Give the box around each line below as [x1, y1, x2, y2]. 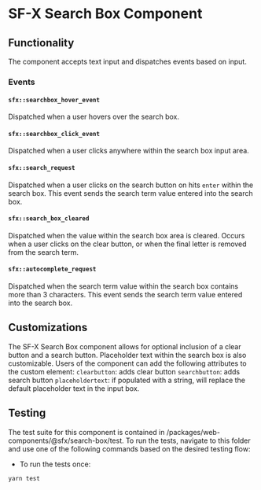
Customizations [8, 321, 88, 334]
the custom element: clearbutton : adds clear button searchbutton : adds [8, 367, 241, 376]
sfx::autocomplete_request [8, 265, 97, 274]
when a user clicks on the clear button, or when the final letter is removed [8, 239, 247, 249]
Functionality [8, 36, 75, 50]
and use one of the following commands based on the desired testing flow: [8, 444, 251, 453]
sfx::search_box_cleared [8, 215, 90, 223]
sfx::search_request [8, 164, 76, 171]
